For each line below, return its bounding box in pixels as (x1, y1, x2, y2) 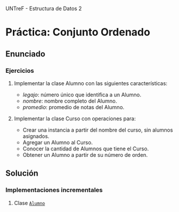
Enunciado (5, 49, 46, 59)
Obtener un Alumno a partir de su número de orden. (22, 151, 148, 158)
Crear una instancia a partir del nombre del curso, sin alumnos (22, 126, 173, 133)
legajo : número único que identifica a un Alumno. (22, 91, 142, 98)
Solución (5, 169, 39, 179)
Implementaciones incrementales (5, 186, 103, 194)
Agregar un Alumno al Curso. (22, 139, 93, 146)
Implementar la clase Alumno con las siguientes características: (13, 79, 168, 87)
